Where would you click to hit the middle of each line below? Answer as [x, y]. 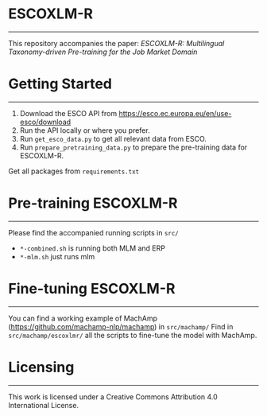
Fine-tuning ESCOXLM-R [92, 289]
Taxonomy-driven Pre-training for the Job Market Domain [103, 52]
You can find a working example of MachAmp [83, 318]
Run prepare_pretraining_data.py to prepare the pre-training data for [133, 147]
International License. [44, 405]
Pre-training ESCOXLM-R [93, 203]
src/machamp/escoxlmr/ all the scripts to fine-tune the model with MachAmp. [133, 335]
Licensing [41, 367]
